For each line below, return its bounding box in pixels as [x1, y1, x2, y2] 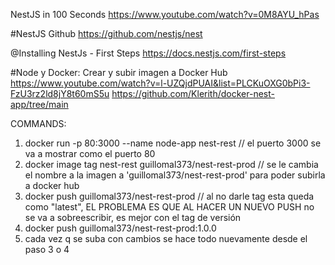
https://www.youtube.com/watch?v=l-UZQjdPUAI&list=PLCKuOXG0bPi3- [10, 77, 311, 89]
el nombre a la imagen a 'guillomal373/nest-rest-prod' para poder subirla [24, 169, 326, 181]
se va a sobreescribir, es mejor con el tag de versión [24, 212, 242, 223]
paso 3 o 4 [24, 244, 70, 255]
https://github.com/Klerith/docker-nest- [111, 88, 275, 99]
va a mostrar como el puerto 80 [24, 148, 156, 159]
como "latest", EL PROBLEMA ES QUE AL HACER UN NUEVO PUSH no [24, 201, 315, 213]
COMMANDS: [10, 118, 67, 129]
